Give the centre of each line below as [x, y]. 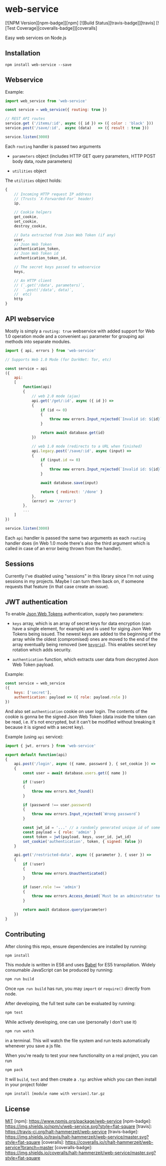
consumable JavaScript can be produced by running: [59, 970]
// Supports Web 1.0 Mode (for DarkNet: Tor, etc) [58, 360]
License [18, 1109]
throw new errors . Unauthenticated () [69, 873]
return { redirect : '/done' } [71, 492]
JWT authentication [37, 602]
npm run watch [20, 1031]
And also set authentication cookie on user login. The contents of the [76, 711]
